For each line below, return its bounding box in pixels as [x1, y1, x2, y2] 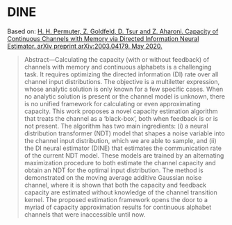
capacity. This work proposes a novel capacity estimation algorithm [24, 107, 218, 115]
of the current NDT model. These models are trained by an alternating [24, 151, 224, 160]
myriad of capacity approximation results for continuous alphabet [24, 203, 212, 211]
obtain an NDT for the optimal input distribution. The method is [24, 166, 204, 174]
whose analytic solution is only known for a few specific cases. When [24, 85, 224, 93]
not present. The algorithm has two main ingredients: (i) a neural [24, 122, 208, 130]
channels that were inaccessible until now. [24, 210, 146, 219]
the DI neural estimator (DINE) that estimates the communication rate [24, 144, 222, 152]
